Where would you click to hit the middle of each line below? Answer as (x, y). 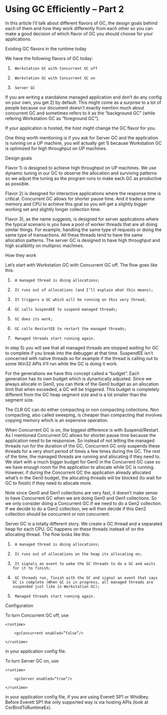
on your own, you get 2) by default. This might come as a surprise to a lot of (83, 102)
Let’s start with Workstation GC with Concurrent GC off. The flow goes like (82, 265)
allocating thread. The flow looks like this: (48, 534)
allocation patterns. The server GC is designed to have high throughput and (83, 240)
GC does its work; (34, 319)
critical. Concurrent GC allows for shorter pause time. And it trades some (80, 198)
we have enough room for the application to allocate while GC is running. (80, 467)
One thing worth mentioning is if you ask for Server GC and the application (82, 137)
